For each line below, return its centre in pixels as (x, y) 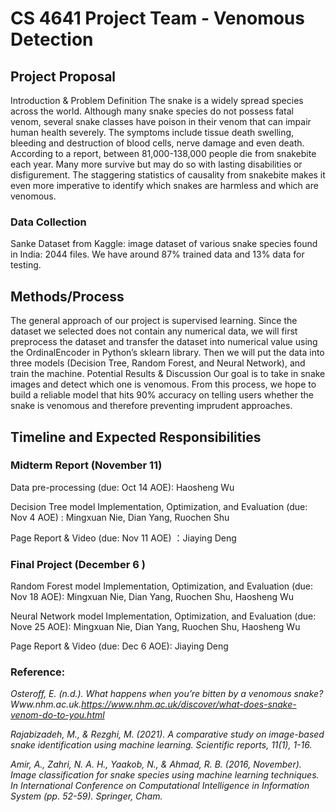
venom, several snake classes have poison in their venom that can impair (161, 121)
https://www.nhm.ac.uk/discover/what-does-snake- (189, 704)
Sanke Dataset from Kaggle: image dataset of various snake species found (164, 244)
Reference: (38, 672)
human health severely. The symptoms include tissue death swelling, (152, 132)
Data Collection (48, 222)
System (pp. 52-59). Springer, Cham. (86, 796)
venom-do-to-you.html (57, 715)
